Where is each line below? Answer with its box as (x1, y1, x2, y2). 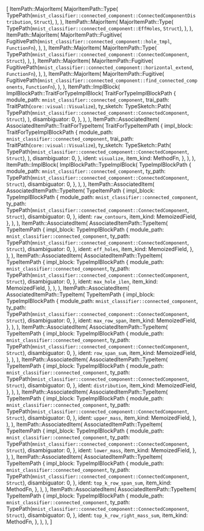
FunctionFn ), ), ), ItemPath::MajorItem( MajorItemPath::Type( (6, 44, 157, 51)
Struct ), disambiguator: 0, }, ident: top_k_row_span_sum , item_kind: (6, 479, 172, 486)
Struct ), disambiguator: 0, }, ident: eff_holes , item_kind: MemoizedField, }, (6, 246, 194, 252)
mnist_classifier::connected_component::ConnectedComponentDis (32, 13, 196, 19)
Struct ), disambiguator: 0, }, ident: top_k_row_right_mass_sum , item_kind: (6, 511, 188, 519)
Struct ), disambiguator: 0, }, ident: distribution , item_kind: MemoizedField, (6, 382, 197, 389)
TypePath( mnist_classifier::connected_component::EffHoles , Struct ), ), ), (6, 24, 194, 32)
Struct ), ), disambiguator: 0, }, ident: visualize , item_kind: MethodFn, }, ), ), (6, 155, 196, 161)
